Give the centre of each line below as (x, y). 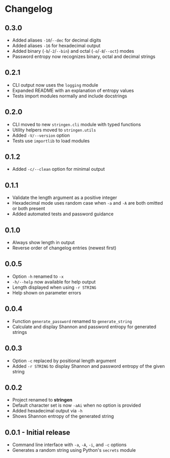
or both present (29, 209)
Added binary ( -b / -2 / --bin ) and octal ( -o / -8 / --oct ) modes (73, 51)
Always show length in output (43, 243)
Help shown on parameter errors (47, 292)
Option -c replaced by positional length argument (64, 361)
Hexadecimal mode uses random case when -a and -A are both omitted (88, 203)
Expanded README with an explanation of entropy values (73, 90)
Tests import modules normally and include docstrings (70, 96)
